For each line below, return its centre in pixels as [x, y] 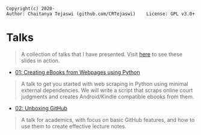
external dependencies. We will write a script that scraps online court [107, 90]
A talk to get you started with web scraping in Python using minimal [104, 83]
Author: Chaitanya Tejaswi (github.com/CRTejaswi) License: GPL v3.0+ [101, 14]
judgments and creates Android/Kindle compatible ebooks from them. [107, 97]
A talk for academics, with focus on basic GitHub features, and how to [108, 119]
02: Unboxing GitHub [41, 108]
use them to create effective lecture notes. [73, 126]
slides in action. [40, 61]
